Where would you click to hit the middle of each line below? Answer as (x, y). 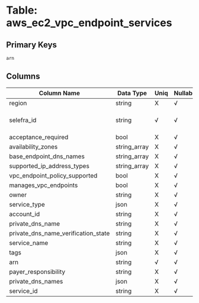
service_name (29, 243)
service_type (27, 204)
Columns (23, 77)
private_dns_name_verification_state (60, 233)
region (18, 103)
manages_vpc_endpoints (44, 185)
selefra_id (23, 120)
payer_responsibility (37, 272)
